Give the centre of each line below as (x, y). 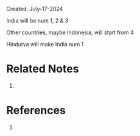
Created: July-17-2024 (35, 9)
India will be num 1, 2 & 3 (37, 20)
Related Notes (43, 69)
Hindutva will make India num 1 (45, 44)
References (36, 111)
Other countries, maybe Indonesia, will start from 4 (70, 32)
